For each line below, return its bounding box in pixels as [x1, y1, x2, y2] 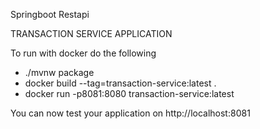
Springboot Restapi [10, 9, 90, 20]
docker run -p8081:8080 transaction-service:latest [24, 88, 235, 99]
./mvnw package [24, 67, 95, 78]
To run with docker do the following [10, 47, 157, 59]
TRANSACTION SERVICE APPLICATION [10, 28, 173, 39]
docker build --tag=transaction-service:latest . [24, 77, 217, 89]
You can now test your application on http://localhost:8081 [10, 107, 251, 119]
